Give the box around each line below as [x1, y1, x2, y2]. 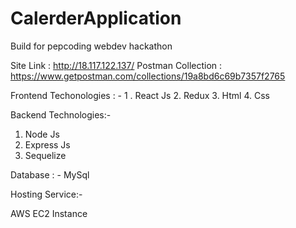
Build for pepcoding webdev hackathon [10, 40, 173, 52]
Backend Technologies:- [10, 108, 112, 121]
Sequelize [24, 149, 67, 161]
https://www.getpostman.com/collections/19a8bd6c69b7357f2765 [10, 70, 286, 82]
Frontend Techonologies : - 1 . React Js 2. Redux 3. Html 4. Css [10, 89, 270, 101]
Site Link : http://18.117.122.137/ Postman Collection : [10, 59, 223, 71]
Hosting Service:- [10, 188, 83, 200]
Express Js [24, 138, 71, 151]
